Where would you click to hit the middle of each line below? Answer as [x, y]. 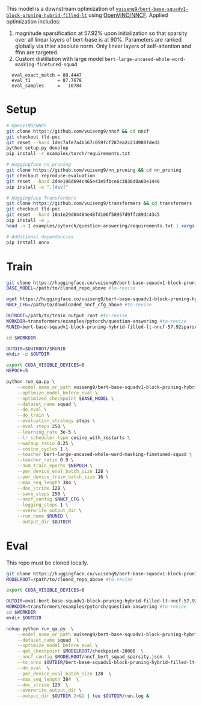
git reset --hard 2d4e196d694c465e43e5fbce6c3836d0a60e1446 [83, 181]
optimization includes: [34, 21]
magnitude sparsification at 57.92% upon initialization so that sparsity [101, 33]
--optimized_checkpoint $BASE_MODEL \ [66, 398]
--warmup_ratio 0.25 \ [45, 443]
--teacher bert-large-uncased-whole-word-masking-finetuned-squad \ [105, 455]
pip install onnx [28, 242]
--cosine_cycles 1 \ [43, 449]
